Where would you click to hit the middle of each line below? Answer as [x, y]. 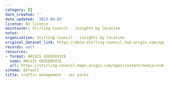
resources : [17, 51]
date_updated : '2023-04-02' [35, 19]
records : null [20, 47]
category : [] [19, 10]
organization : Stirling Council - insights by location [65, 38]
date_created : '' [23, 14]
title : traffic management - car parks [47, 75]
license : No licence [27, 24]
